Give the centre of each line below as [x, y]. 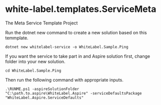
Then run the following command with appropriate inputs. [64, 80]
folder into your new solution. [35, 61]
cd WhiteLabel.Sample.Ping [33, 71]
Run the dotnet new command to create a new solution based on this [76, 32]
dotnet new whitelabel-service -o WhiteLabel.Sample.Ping [67, 47]
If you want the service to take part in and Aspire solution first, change [78, 56]
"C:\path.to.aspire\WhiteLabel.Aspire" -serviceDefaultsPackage [73, 93]
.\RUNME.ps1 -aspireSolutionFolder [42, 89]
